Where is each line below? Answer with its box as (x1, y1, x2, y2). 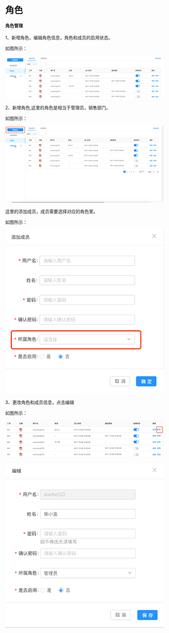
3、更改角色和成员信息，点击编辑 (5, 399, 74, 405)
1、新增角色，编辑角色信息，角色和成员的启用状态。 (5, 35, 113, 41)
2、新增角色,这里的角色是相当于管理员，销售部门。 (5, 104, 111, 111)
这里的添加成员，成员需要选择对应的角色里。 (5, 208, 98, 215)
